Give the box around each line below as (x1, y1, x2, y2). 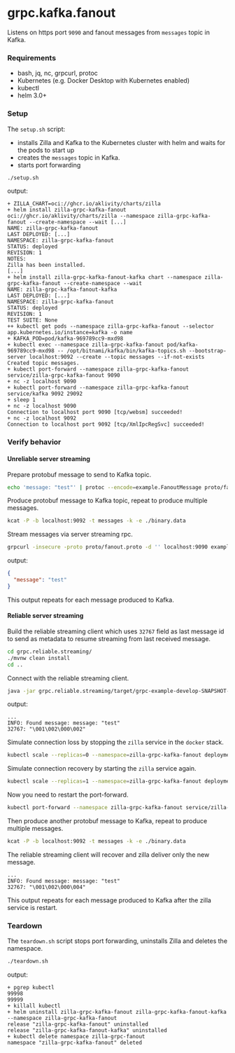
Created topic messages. (7, 359, 80, 367)
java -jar (7, 687, 36, 694)
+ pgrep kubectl (7, 984, 55, 991)
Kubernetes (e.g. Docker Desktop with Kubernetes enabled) (17, 76, 190, 85)
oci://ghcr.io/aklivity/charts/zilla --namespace (7, 212, 155, 220)
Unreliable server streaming (7, 454, 91, 463)
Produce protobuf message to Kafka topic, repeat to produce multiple (7, 496, 208, 505)
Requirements (7, 53, 57, 62)
